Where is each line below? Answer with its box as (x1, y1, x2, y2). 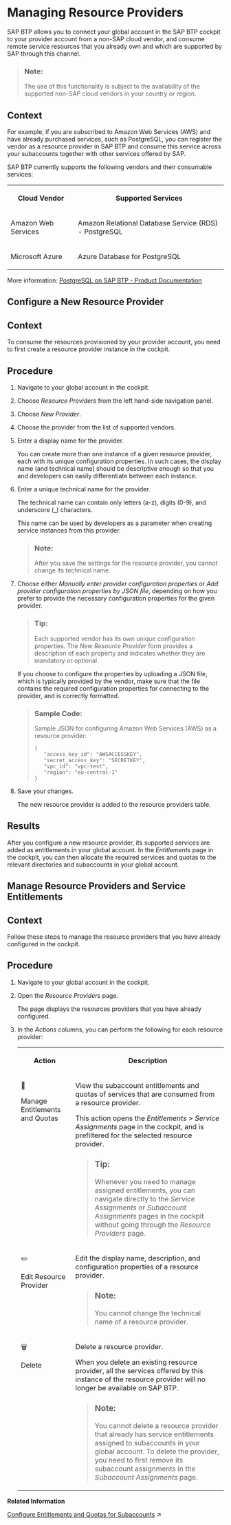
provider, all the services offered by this (75, 1366, 204, 1375)
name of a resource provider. (94, 1317, 189, 1326)
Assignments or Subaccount (94, 1203, 187, 1212)
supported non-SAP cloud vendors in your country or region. (23, 89, 197, 98)
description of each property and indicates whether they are (34, 649, 206, 657)
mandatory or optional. (34, 656, 100, 665)
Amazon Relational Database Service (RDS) (78, 219, 219, 228)
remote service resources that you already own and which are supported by (7, 42, 222, 50)
